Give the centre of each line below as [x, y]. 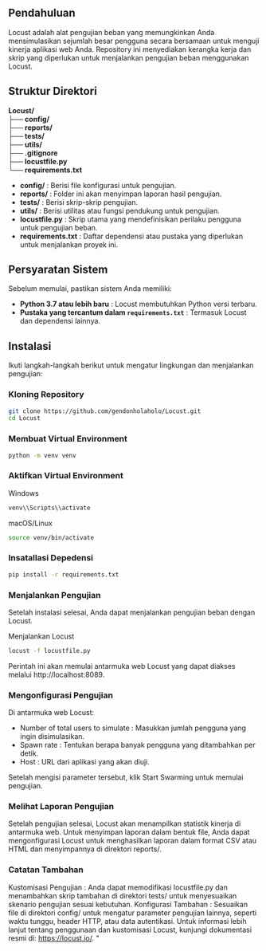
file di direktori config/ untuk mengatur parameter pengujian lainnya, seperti [133, 913]
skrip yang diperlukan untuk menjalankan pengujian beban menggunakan [129, 57]
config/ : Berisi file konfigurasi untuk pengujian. [98, 185]
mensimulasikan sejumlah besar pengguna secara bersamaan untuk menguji [134, 41]
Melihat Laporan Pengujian [61, 807]
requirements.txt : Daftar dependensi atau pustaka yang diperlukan [131, 236]
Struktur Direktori [53, 91]
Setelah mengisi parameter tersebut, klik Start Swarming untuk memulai [126, 777]
